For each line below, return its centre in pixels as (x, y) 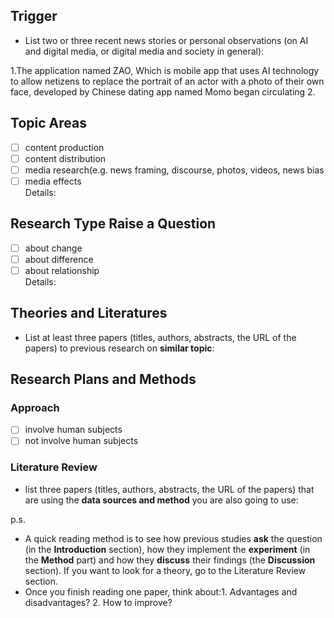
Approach (35, 407)
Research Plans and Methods (103, 379)
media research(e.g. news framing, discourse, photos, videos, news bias (174, 170)
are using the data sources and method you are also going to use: (161, 500)
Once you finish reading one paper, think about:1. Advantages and (161, 591)
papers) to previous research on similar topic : (119, 348)
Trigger (34, 16)
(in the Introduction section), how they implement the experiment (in (167, 549)
